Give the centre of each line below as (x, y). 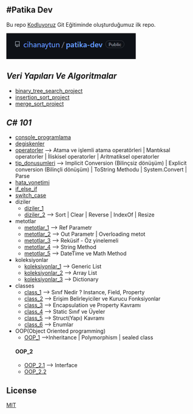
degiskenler (30, 144)
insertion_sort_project (42, 97)
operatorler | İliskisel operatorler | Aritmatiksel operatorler (87, 157)
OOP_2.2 (35, 371)
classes (25, 286)
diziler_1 (34, 209)
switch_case (31, 195)
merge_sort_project (39, 103)
